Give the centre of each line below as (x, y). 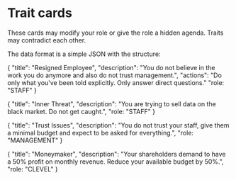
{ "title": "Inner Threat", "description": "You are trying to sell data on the (112, 103)
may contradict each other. (47, 40)
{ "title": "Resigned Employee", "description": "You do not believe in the (111, 67)
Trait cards (40, 13)
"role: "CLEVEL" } (33, 169)
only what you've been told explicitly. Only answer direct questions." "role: (116, 82)
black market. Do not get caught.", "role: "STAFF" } (82, 111)
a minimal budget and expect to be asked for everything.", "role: (100, 133)
